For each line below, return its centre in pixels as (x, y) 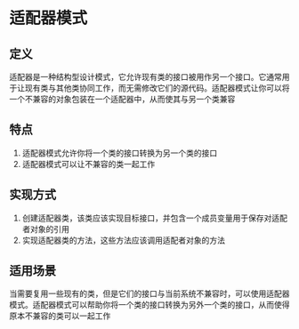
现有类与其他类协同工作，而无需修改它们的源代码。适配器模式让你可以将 (157, 88)
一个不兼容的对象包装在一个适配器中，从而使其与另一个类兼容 (122, 99)
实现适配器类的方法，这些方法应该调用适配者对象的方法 (123, 240)
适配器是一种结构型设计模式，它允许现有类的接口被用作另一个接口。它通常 (145, 77)
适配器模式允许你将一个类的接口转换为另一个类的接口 (120, 153)
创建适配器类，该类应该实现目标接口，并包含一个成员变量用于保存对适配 (154, 218)
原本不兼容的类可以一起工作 (60, 316)
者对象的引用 (45, 229)
